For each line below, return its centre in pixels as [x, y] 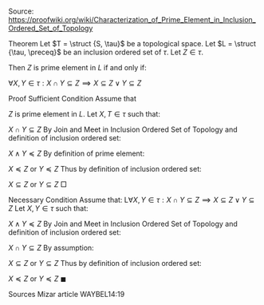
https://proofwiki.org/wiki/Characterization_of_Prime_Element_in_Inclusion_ [132, 20]
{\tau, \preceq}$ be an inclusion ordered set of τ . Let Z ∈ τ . [106, 52]
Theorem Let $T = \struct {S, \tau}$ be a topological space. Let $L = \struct [132, 44]
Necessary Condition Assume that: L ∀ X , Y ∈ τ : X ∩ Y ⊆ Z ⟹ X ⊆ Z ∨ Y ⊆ [132, 200]
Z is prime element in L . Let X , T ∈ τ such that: [85, 114]
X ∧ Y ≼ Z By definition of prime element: [77, 153]
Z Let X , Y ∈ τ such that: [49, 208]
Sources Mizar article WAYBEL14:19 [67, 295]
